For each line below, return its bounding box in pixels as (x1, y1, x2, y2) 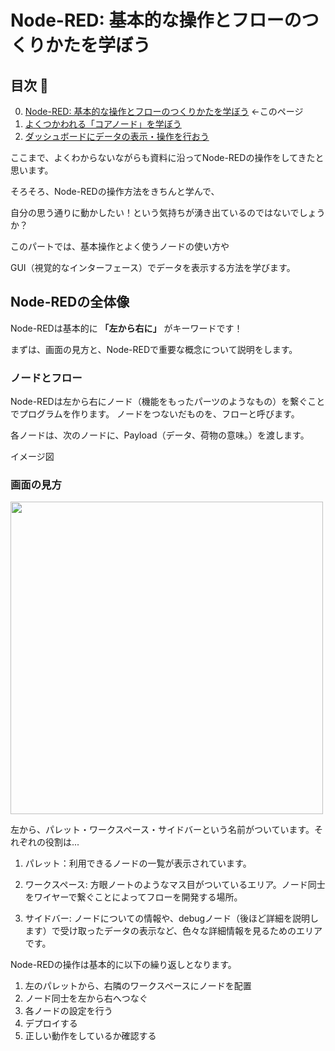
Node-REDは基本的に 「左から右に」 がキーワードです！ (10, 322, 243, 334)
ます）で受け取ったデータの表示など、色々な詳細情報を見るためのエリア (24, 925, 323, 937)
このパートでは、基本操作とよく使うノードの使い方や (10, 241, 230, 252)
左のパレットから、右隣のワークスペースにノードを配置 (24, 980, 252, 992)
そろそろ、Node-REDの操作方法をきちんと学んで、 (10, 186, 220, 197)
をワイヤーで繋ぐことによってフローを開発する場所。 (24, 891, 243, 903)
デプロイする (24, 1017, 78, 1030)
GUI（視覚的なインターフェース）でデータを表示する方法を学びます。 (10, 262, 296, 273)
